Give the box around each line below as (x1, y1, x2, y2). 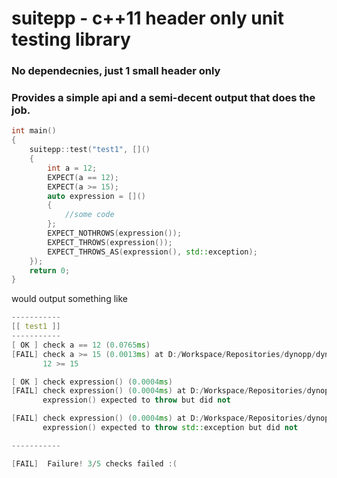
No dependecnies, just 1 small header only (11, 64, 221, 78)
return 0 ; (29, 265, 71, 276)
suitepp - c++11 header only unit (11, 7, 284, 30)
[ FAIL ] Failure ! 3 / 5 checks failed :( (11, 458, 178, 469)
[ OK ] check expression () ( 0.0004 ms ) (11, 377, 173, 387)
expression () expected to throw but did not (42, 395, 231, 406)
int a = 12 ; (47, 163, 98, 173)
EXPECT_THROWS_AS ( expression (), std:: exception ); (47, 247, 258, 257)
